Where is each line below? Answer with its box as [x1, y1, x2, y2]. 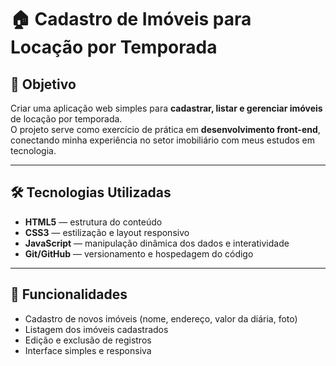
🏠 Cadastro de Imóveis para [10, 8, 252, 31]
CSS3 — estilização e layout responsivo [24, 226, 190, 238]
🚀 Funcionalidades [10, 286, 128, 303]
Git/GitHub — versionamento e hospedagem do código [24, 247, 254, 260]
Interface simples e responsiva [24, 344, 152, 356]
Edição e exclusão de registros [24, 334, 152, 346]
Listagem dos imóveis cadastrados [24, 323, 169, 335]
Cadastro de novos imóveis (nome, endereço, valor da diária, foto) [24, 312, 298, 325]
